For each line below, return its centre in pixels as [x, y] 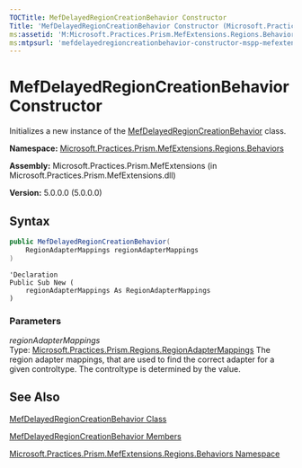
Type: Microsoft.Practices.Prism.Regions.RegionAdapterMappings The [140, 349]
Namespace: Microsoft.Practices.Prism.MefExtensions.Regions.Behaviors [147, 148]
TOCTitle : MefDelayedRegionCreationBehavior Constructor [118, 18]
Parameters [35, 321]
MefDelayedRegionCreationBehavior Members [95, 436]
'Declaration [34, 275]
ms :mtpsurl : [31, 43]
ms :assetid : [31, 34]
